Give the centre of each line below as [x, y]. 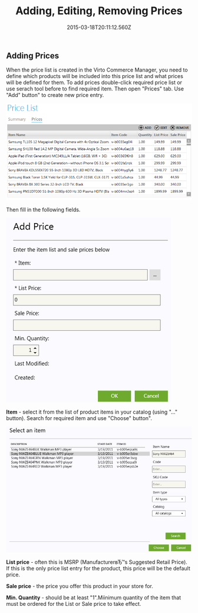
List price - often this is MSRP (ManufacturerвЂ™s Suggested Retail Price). [97, 562]
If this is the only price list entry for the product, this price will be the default [98, 569]
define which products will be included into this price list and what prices [95, 76]
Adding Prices [33, 55]
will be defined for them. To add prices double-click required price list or [94, 83]
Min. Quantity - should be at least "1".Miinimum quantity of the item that [94, 598]
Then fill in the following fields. [43, 210]
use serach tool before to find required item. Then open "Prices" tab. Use [95, 89]
